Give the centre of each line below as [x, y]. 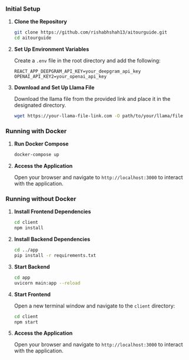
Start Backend [32, 266]
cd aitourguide [33, 38]
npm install [29, 228]
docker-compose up [37, 155]
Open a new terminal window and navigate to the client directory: [94, 306]
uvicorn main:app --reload [47, 283]
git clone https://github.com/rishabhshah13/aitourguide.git [91, 32]
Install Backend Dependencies [52, 239]
